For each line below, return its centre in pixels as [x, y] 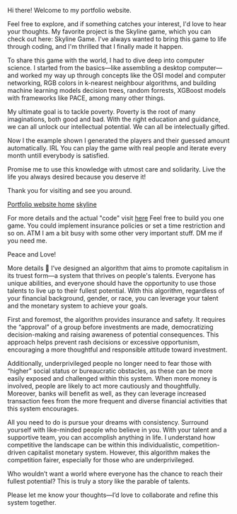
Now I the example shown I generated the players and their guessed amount [118, 140]
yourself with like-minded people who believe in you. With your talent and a [117, 430]
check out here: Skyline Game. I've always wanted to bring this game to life [117, 39]
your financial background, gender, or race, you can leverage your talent [113, 298]
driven [17, 452]
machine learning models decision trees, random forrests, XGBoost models [117, 90]
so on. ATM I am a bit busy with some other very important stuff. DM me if [115, 233]
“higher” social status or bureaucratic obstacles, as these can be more [110, 371]
